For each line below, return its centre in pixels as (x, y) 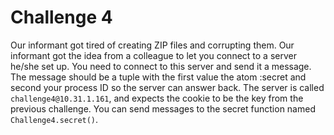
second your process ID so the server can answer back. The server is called (167, 87)
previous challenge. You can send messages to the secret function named (163, 108)
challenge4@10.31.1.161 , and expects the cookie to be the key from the (157, 98)
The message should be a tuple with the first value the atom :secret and (158, 77)
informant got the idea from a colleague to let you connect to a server (153, 55)
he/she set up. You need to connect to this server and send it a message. (161, 66)
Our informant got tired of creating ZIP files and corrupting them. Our (152, 45)
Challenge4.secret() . (54, 119)
